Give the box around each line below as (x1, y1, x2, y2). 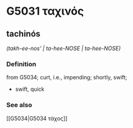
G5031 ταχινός (6, 4, 84, 18)
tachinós (6, 29, 41, 39)
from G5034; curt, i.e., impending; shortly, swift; (6, 74, 128, 81)
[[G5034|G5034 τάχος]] (6, 115, 68, 122)
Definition (6, 60, 37, 68)
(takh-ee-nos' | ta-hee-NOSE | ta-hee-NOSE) (6, 44, 121, 52)
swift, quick (15, 85, 45, 93)
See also (6, 101, 32, 109)
